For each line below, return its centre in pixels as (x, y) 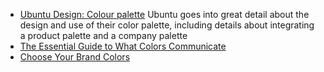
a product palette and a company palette (103, 35)
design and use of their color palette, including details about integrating (167, 25)
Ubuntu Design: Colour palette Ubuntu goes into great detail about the (164, 14)
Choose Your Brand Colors (75, 57)
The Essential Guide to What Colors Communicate (123, 46)
